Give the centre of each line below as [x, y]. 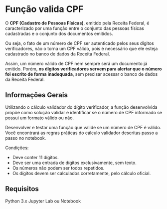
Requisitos [22, 189]
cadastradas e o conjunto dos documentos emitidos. [59, 33]
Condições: [17, 148]
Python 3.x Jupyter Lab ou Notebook [43, 201]
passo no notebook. [26, 138]
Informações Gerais [37, 95]
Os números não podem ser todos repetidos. [58, 168]
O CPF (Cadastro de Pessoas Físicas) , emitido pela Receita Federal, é [77, 23]
